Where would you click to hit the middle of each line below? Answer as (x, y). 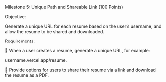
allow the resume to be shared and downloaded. (55, 31)
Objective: (16, 17)
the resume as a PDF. (27, 75)
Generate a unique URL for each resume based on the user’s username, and (83, 26)
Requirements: (20, 41)
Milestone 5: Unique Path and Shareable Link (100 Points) (64, 7)
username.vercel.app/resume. (36, 60)
